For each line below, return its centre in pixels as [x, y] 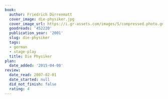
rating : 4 [19, 89]
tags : [15, 42]
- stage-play [23, 51]
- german [18, 47]
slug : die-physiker [30, 38]
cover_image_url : [27, 24]
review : [13, 70]
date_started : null [30, 79]
